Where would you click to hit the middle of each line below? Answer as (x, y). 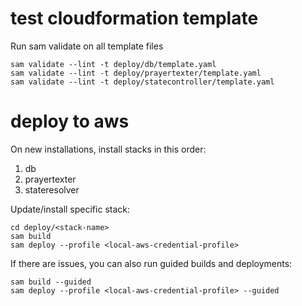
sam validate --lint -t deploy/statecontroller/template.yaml (142, 82)
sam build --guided (51, 282)
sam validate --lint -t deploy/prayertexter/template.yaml (136, 73)
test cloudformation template (134, 18)
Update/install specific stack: (70, 209)
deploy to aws (70, 121)
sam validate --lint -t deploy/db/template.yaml (113, 64)
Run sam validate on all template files (87, 46)
